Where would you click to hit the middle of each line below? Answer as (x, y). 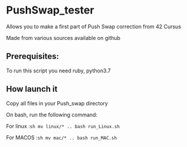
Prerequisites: (32, 56)
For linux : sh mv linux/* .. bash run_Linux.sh (63, 126)
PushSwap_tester (50, 10)
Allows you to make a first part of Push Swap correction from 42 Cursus (94, 26)
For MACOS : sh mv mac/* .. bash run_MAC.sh (61, 137)
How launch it (32, 89)
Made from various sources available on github (63, 38)
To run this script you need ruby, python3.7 (58, 71)
